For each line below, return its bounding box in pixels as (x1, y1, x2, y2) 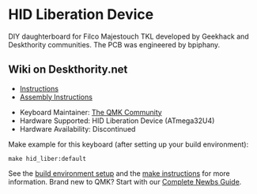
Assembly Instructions (19, 92, 93, 102)
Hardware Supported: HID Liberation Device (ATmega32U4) (19, 116, 215, 125)
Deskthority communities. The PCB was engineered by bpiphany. (8, 39, 221, 49)
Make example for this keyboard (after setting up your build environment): (8, 140, 249, 149)
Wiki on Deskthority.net (8, 63, 128, 76)
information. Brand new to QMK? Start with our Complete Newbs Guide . (8, 177, 242, 186)
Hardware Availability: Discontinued (19, 124, 136, 133)
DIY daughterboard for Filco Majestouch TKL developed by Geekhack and (8, 32, 249, 41)
